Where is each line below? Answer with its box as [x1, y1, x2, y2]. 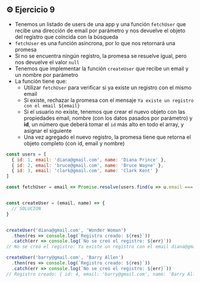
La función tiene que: [14, 77, 67, 85]
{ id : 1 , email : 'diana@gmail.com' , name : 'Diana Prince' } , [11, 157, 167, 163]
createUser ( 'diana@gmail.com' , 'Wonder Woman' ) [6, 227, 127, 233]
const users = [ [6, 151, 46, 157]
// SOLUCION [11, 206, 42, 212]
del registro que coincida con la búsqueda [14, 33, 118, 41]
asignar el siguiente [23, 127, 72, 134]
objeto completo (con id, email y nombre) [23, 139, 125, 147]
